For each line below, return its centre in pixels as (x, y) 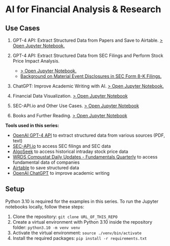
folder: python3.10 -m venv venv (46, 227)
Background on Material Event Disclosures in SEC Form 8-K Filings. (91, 76)
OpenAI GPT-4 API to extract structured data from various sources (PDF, (89, 135)
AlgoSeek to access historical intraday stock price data (70, 151)
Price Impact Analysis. (36, 61)
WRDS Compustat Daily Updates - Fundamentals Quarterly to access (85, 157)
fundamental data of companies (46, 162)
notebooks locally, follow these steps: (45, 206)
